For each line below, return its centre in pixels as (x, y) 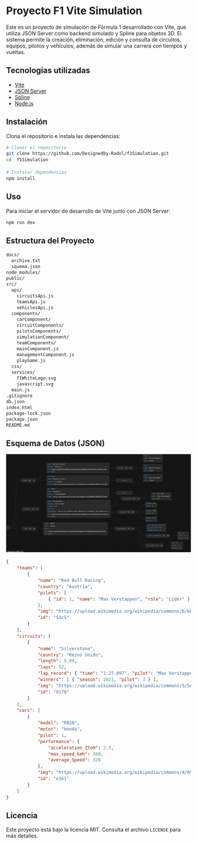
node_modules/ (23, 273)
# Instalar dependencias (36, 172)
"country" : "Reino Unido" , (70, 655)
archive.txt (26, 261)
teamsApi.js (31, 302)
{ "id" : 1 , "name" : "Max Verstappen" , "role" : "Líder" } (119, 599)
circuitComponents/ (40, 325)
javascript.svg (35, 384)
